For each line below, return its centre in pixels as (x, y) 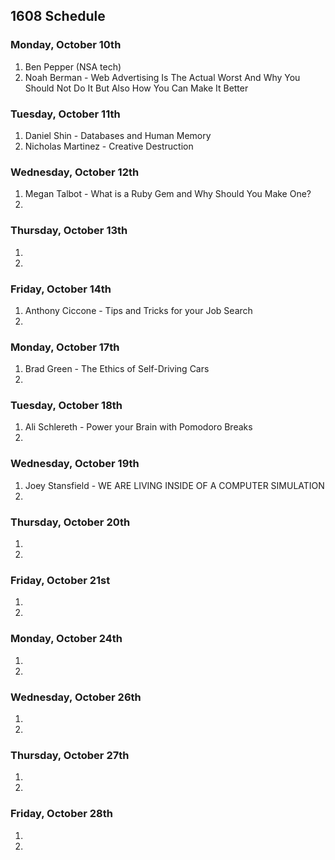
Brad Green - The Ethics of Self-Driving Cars (117, 369)
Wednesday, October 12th (75, 172)
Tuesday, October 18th (66, 406)
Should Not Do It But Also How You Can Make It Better (136, 88)
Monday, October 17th (65, 347)
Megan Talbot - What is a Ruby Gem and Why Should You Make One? (168, 194)
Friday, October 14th (61, 289)
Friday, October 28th (61, 814)
